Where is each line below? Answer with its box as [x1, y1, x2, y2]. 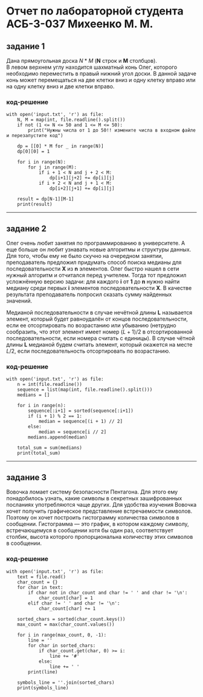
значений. [6, 297, 33, 304]
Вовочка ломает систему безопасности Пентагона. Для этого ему [6, 488, 178, 496]
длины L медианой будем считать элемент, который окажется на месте [6, 341, 193, 348]
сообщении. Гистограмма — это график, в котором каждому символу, [6, 521, 189, 528]
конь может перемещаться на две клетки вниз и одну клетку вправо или [6, 77, 196, 83]
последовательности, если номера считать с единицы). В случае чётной [6, 335, 195, 342]
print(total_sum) [17, 450, 61, 457]
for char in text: [17, 584, 63, 590]
